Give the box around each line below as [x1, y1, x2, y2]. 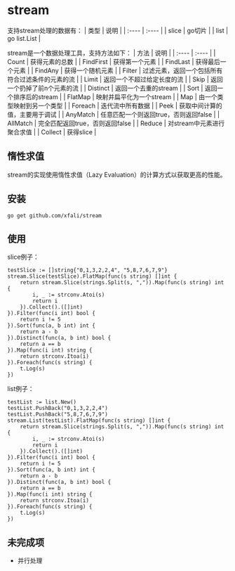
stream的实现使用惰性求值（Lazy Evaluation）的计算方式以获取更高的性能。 [7, 170, 227, 179]
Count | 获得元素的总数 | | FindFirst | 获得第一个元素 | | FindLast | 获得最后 [7, 57, 221, 65]
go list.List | [7, 34, 41, 42]
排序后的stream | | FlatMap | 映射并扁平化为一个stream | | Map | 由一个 [13, 92, 217, 101]
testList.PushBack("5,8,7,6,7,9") [7, 411, 109, 418]
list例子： [7, 385, 34, 393]
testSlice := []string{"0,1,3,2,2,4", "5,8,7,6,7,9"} [7, 267, 168, 274]
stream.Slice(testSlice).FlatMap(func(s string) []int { [7, 273, 177, 280]
